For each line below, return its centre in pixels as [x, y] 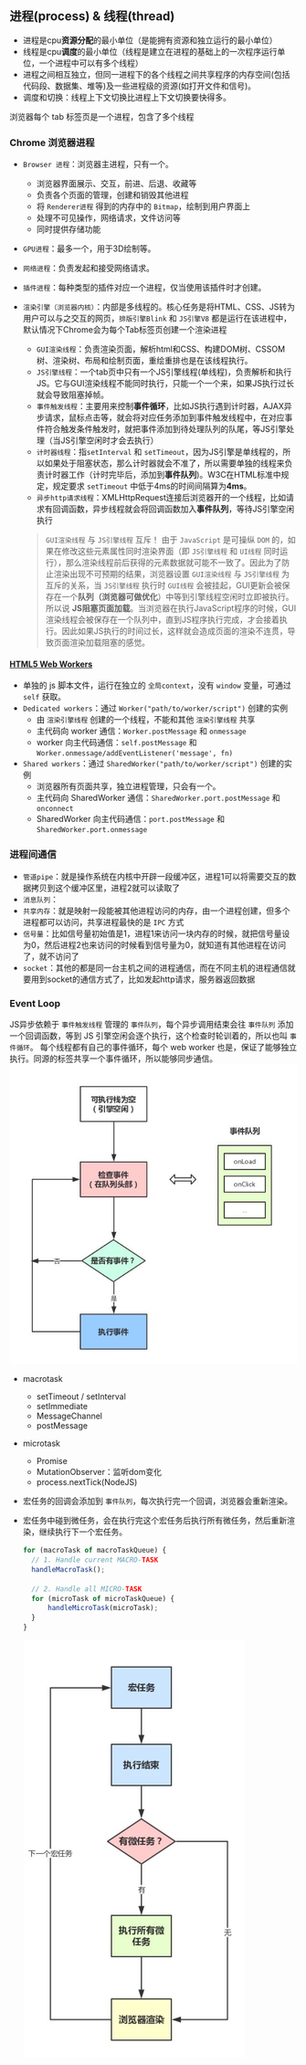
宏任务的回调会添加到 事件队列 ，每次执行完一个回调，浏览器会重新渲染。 [158, 1501]
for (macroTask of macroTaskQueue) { [95, 1551]
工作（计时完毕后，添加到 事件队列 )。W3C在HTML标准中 [174, 475]
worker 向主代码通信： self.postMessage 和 [116, 743]
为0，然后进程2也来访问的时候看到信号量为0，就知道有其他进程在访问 [154, 944]
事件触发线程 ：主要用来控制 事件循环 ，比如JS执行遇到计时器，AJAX [160, 406]
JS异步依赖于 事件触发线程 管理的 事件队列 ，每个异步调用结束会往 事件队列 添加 [152, 1024]
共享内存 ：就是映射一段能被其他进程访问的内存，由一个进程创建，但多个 [156, 911]
